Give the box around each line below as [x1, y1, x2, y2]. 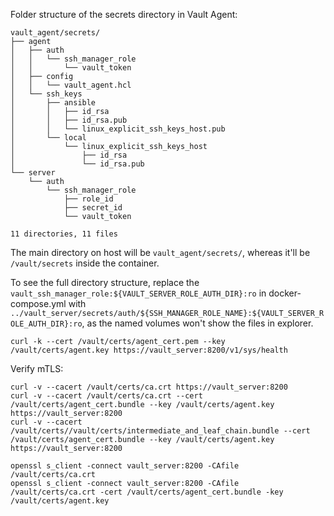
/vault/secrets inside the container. [10, 257, 160, 269]
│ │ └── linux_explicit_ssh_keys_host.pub [10, 124, 226, 134]
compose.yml [10, 298, 67, 309]
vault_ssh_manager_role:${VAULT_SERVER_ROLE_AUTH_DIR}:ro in [10, 287, 267, 299]
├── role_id [63, 194, 114, 204]
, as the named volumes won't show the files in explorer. [81, 317, 314, 329]
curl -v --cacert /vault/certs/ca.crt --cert [10, 391, 203, 401]
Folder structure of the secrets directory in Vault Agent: [10, 9, 238, 20]
